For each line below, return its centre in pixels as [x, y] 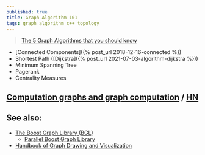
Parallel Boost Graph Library [60, 139]
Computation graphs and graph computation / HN [103, 97]
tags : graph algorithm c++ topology [53, 23]
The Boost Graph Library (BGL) [54, 133]
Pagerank [27, 72]
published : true [27, 12]
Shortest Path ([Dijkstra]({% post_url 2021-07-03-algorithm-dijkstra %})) [106, 59]
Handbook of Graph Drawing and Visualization [74, 145]
